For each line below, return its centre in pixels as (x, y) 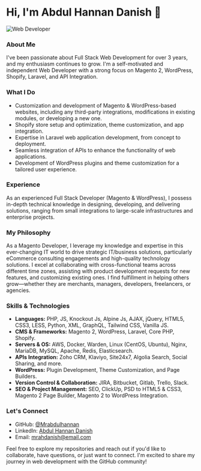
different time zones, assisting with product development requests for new (98, 271)
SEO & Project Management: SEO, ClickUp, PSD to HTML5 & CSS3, (98, 389)
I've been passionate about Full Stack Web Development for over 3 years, (97, 58)
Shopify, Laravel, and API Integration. (52, 77)
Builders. (26, 376)
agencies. (18, 290)
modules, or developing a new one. (58, 118)
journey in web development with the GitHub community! (76, 461)
